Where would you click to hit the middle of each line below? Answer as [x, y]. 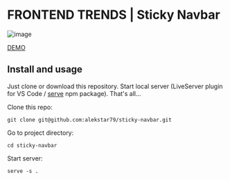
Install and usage [45, 69]
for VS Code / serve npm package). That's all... [74, 93]
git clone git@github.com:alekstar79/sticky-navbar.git [89, 120]
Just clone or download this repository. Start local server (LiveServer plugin [115, 86]
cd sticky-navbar [32, 145]
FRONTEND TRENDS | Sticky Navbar [114, 15]
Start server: [25, 158]
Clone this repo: [30, 107]
